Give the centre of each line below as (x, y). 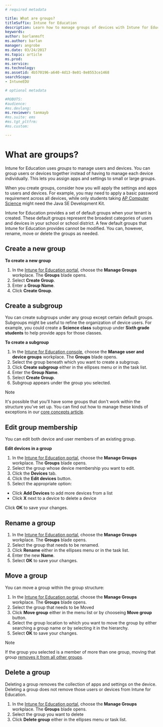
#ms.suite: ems (20, 117)
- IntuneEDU (17, 82)
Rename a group (30, 523)
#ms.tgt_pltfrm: (21, 122)
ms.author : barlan (24, 41)
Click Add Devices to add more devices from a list (62, 493)
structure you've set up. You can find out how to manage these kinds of (77, 407)
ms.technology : (20, 68)
